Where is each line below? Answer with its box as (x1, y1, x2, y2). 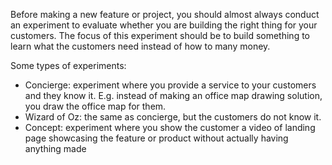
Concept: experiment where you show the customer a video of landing (24, 122, 316, 133)
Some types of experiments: (10, 60, 127, 71)
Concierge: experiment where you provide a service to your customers (24, 79, 317, 91)
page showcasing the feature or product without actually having (24, 132, 289, 144)
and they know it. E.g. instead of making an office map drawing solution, (24, 90, 323, 101)
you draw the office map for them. (24, 100, 167, 112)
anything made (24, 143, 87, 154)
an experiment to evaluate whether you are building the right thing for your (10, 19, 318, 31)
